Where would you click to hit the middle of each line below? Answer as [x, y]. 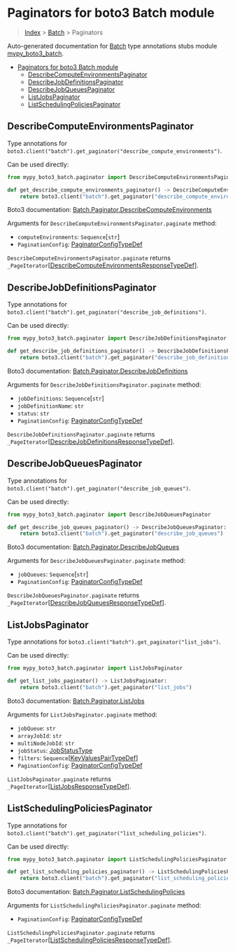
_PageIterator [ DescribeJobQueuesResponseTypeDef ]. [87, 603]
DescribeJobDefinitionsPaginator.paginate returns [81, 434]
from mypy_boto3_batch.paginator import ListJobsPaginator [95, 668]
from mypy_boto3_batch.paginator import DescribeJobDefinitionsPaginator [117, 338]
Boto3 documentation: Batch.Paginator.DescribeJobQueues [93, 547]
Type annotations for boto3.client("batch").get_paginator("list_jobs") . [114, 642]
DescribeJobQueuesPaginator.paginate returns [73, 595]
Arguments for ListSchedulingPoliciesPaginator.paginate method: [104, 905]
